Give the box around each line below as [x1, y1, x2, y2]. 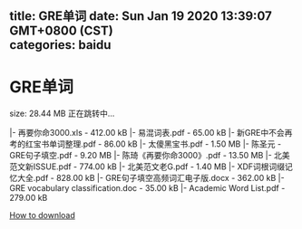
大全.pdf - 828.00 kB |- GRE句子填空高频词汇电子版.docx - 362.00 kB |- [16, 173, 285, 184]
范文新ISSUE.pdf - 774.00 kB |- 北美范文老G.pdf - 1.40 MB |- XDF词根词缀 [9, 161, 286, 172]
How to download [9, 210, 75, 221]
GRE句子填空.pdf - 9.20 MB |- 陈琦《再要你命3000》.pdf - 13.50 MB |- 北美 [9, 150, 290, 161]
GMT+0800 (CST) [9, 24, 113, 39]
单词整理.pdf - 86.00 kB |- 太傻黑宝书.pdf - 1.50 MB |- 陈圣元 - [48, 138, 282, 149]
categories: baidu [9, 37, 112, 52]
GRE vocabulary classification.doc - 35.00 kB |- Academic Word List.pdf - [9, 183, 286, 194]
